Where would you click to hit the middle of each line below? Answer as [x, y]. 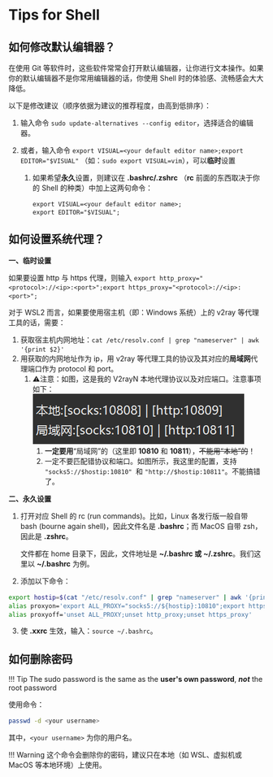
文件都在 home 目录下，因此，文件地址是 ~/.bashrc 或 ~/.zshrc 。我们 [137, 553]
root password [32, 688]
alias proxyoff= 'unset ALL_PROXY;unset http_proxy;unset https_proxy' [130, 614]
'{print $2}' [42, 349]
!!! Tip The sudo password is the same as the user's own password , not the [136, 679]
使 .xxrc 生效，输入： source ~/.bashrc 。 [89, 631]
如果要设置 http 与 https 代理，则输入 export [82, 277]
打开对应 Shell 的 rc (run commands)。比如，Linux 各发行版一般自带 [134, 516]
